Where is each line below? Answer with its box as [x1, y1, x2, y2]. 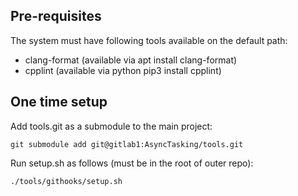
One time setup [10, 94, 108, 111]
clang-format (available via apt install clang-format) [24, 54, 238, 66]
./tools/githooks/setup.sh [10, 176, 123, 186]
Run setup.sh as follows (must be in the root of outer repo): [10, 157, 254, 169]
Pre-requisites [10, 8, 102, 25]
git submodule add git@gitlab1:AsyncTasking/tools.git [10, 139, 244, 149]
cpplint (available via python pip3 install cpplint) [24, 64, 222, 76]
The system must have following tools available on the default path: [10, 34, 288, 46]
